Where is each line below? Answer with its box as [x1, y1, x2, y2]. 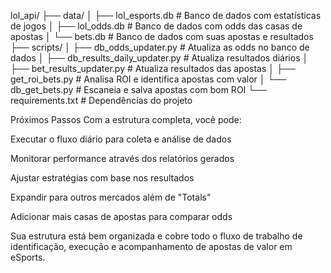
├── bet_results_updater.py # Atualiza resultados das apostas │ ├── [10, 63, 296, 74]
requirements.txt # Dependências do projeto [10, 95, 193, 106]
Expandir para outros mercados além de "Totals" [10, 191, 212, 203]
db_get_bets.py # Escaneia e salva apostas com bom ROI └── [10, 84, 268, 95]
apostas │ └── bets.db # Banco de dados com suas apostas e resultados [10, 31, 314, 42]
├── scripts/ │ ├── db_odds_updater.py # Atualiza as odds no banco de [10, 41, 310, 53]
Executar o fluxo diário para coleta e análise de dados [10, 133, 232, 145]
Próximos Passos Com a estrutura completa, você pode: [10, 114, 242, 125]
